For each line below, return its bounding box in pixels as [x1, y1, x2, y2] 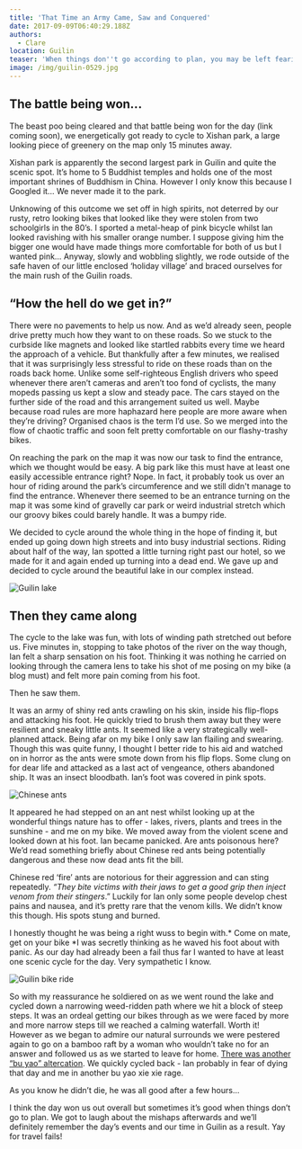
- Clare [17, 38, 47, 48]
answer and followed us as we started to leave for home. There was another [9, 1048, 291, 1059]
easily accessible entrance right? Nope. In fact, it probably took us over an [9, 471, 285, 482]
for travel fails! [9, 1131, 63, 1142]
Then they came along [9, 608, 138, 623]
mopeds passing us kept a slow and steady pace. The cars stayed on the [9, 387, 280, 397]
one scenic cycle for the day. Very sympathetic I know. [9, 957, 212, 967]
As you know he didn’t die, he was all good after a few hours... [9, 1085, 240, 1096]
